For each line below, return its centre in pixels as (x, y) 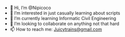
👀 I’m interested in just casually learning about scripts (65, 13)
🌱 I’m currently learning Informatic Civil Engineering (63, 18)
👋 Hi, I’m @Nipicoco (30, 8)
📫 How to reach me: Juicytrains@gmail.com (56, 29)
